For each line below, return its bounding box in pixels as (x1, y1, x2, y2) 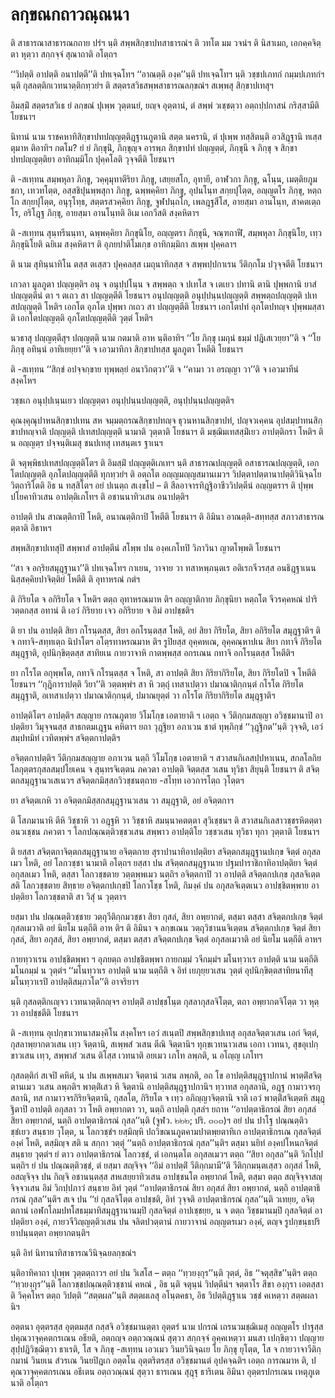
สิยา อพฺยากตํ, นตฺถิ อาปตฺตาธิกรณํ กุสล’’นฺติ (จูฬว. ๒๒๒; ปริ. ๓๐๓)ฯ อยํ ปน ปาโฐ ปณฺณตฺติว (10, 1114, 308, 1126)
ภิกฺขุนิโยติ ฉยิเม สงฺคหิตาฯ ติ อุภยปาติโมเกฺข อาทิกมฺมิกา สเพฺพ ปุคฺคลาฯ (10, 238, 237, 250)
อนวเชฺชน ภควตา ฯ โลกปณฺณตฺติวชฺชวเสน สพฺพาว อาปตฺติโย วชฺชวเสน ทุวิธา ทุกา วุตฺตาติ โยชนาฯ (10, 825, 320, 837)
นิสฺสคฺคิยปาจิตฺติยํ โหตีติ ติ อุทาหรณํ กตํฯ (10, 573, 141, 585)
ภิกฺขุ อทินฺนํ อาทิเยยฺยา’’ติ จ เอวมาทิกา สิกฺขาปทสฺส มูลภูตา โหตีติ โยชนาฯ (10, 343, 243, 355)
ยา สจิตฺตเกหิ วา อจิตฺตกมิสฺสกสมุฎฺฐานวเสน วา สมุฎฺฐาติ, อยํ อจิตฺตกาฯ (10, 794, 235, 806)
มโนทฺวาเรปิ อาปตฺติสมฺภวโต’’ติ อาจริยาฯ (10, 975, 140, 987)
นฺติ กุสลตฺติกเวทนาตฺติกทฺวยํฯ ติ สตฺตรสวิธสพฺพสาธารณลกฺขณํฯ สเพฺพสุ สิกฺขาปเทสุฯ (10, 79, 274, 91)
